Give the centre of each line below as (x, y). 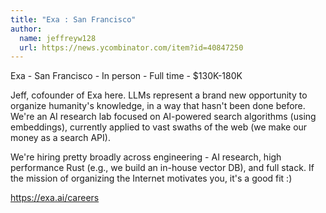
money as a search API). (60, 138)
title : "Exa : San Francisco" (73, 19)
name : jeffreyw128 (58, 38)
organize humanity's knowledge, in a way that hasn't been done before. (158, 106)
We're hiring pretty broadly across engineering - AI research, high (146, 157)
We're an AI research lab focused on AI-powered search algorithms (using (163, 117)
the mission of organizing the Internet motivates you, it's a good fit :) (151, 178)
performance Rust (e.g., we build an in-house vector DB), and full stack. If (162, 168)
